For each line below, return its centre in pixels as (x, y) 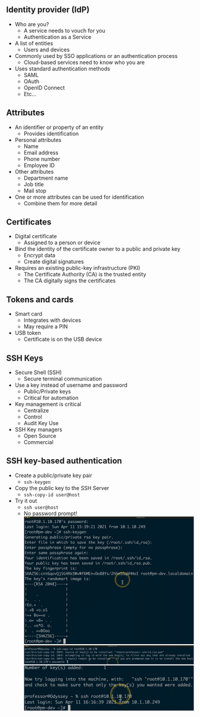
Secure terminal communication (63, 379)
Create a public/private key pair (53, 475)
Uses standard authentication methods (62, 69)
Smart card (29, 314)
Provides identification (51, 133)
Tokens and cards (40, 299)
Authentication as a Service (57, 37)
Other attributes (34, 171)
